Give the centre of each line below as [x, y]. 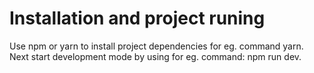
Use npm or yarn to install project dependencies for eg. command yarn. [156, 46]
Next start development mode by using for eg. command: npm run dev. [155, 56]
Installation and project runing [137, 18]
